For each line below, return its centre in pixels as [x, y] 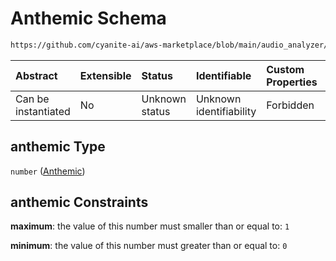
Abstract [36, 75]
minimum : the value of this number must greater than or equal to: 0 [149, 246]
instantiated [43, 111]
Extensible [105, 75]
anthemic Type [58, 147]
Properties [292, 82]
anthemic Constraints [79, 202]
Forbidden [290, 105]
